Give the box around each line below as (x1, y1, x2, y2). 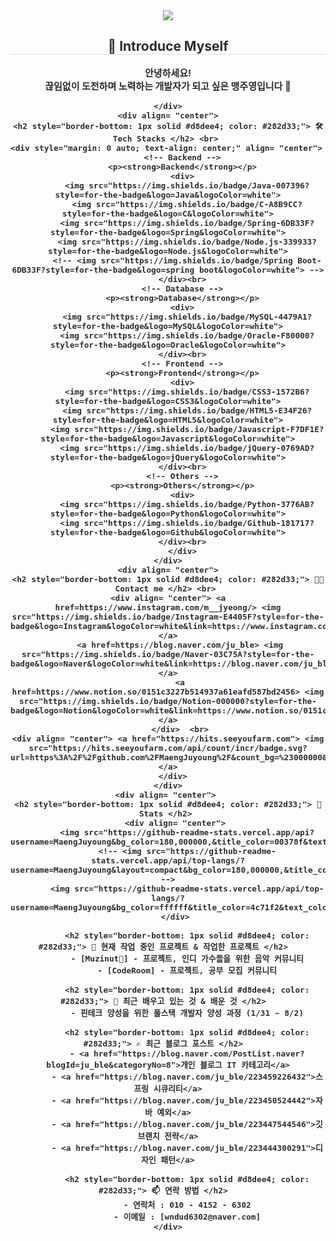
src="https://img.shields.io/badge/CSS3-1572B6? (88, 386, 310, 397)
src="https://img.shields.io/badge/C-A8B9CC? (95, 199, 303, 209)
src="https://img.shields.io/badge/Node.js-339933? (81, 236, 317, 247)
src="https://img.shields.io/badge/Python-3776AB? (83, 499, 315, 509)
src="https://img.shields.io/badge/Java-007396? (88, 180, 310, 191)
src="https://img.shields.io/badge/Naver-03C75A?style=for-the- (21, 649, 315, 659)
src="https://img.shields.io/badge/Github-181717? (83, 517, 315, 528)
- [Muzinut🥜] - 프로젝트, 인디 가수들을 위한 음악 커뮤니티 (70, 953, 304, 964)
